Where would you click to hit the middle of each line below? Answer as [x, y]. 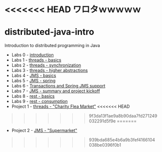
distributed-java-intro [49, 32]
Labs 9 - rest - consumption [40, 101]
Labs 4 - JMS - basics [34, 76]
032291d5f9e [102, 121]
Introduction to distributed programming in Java [52, 46]
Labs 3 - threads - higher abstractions [50, 70]
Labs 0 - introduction [32, 55]
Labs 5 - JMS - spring [33, 81]
